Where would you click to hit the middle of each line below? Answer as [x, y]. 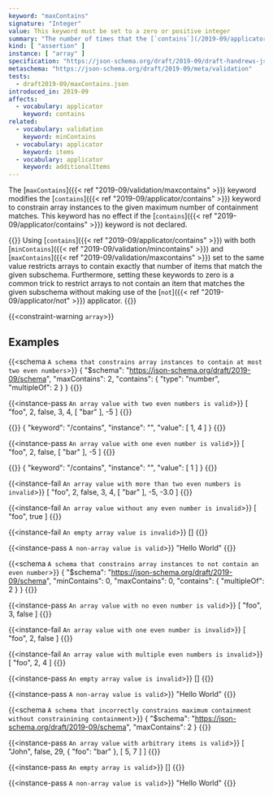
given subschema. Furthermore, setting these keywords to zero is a [121, 275]
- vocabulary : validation [60, 129]
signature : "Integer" [45, 24]
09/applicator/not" [39, 301]
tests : [19, 76]
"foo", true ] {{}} [35, 516]
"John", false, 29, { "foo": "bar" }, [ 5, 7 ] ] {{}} [84, 751]
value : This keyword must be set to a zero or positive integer [119, 31]
